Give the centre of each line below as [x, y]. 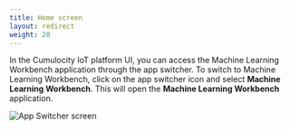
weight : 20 [30, 34]
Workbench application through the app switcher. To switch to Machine [143, 70]
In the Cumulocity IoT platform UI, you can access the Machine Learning [144, 60]
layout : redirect [42, 26]
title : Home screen [46, 18]
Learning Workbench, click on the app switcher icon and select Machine [145, 79]
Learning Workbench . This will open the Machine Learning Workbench [145, 89]
